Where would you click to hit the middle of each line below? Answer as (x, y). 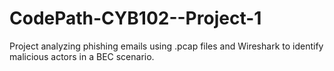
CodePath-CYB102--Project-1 (135, 18)
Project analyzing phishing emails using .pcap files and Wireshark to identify (166, 46)
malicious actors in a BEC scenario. (82, 56)
